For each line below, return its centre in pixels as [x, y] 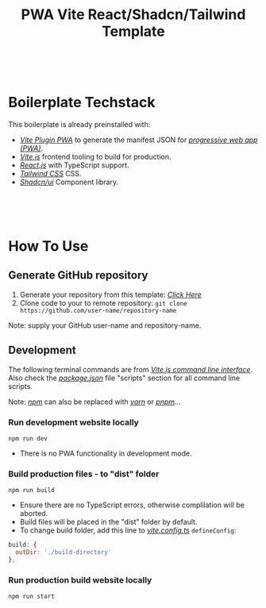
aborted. [34, 514]
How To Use [48, 246]
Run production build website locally [80, 579]
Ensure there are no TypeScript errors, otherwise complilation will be [132, 505]
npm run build [32, 491]
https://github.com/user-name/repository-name [98, 310]
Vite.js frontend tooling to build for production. [96, 156]
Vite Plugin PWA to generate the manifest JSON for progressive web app [139, 140]
